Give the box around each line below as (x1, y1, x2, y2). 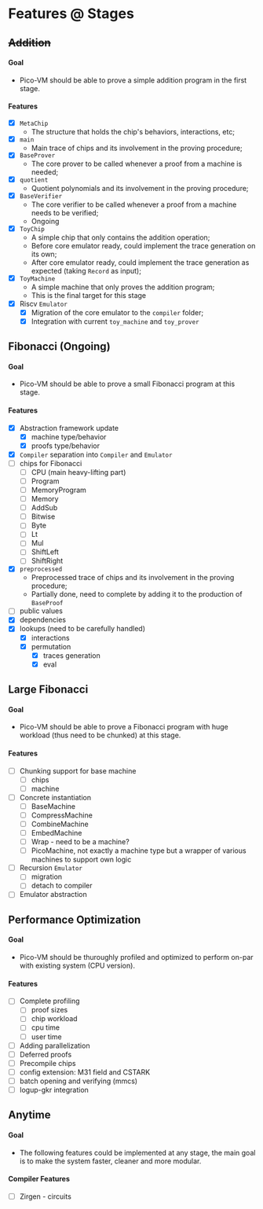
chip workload (31, 1014, 78, 1023)
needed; (31, 167, 59, 177)
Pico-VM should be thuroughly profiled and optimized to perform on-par (19, 953, 254, 962)
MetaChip (19, 119, 49, 127)
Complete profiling (19, 996, 80, 1006)
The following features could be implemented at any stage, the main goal (19, 1148, 256, 1157)
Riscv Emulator (19, 299, 68, 308)
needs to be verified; (31, 208, 99, 217)
